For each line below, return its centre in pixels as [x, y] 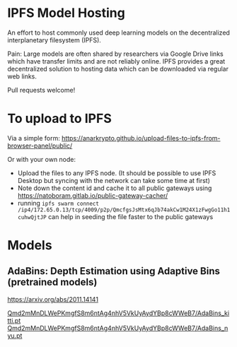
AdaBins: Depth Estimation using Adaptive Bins [114, 271]
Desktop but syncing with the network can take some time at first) [114, 180]
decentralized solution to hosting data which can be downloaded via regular [118, 69]
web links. [22, 76]
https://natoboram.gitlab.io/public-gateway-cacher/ [93, 195]
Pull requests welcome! [41, 90]
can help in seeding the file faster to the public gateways [131, 216]
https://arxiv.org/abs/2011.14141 [53, 299]
